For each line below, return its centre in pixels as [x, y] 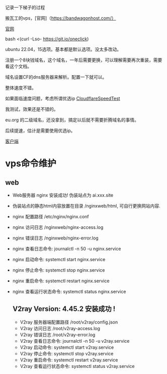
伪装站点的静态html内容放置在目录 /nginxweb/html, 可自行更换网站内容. [86, 206]
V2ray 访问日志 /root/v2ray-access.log [60, 328]
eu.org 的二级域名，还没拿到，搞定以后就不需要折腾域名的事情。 [72, 120]
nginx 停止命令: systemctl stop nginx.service [59, 270]
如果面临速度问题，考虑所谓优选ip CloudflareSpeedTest [63, 98]
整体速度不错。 [21, 88]
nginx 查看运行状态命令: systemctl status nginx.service [69, 292]
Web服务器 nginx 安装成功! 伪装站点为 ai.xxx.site [63, 195]
